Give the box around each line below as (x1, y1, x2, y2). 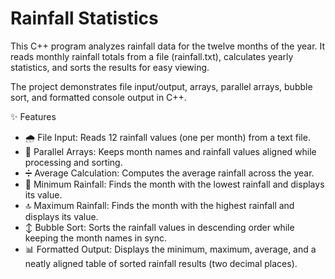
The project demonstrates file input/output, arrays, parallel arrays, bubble (10, 80, 313, 92)
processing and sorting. (24, 156, 123, 168)
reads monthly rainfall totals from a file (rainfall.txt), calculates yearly (10, 50, 294, 62)
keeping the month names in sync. (24, 232, 167, 244)
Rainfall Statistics (10, 7, 159, 30)
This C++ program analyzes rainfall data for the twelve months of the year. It (10, 40, 326, 52)
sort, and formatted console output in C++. (10, 91, 187, 103)
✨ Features (10, 110, 57, 122)
